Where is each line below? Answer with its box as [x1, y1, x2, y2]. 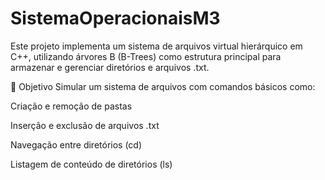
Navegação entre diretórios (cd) [10, 138, 143, 151]
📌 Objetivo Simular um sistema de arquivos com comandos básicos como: [10, 80, 316, 92]
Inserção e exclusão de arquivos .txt [10, 119, 160, 131]
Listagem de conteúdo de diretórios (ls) [10, 158, 173, 170]
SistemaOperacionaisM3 [10, 7, 221, 30]
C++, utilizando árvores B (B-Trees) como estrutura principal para [10, 50, 282, 62]
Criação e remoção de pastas [10, 100, 133, 112]
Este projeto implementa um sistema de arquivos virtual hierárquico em [10, 40, 303, 52]
